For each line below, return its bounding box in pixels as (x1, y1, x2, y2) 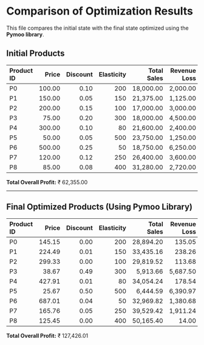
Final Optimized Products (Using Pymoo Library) (6, 202, 193, 212)
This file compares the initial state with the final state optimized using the (6, 24, 189, 32)
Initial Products (6, 49, 65, 59)
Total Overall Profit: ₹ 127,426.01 (6, 332, 89, 339)
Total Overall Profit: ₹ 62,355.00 (6, 178, 88, 186)
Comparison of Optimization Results (6, 4, 193, 18)
